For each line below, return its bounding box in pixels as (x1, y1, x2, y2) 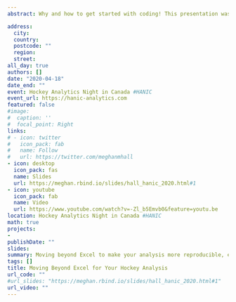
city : (13, 29, 30, 37)
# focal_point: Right (7, 121, 74, 128)
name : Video (13, 199, 49, 206)
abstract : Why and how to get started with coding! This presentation (7, 10, 218, 18)
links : (7, 127, 27, 134)
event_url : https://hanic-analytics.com (7, 95, 128, 102)
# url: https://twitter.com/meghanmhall (7, 154, 133, 161)
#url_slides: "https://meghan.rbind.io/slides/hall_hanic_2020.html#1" (7, 277, 221, 284)
